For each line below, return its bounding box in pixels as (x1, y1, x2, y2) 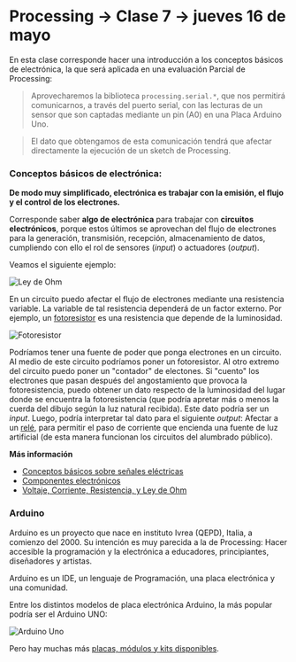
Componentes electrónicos (21, 476, 121, 487)
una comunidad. (9, 582, 68, 593)
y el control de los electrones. (9, 197, 121, 207)
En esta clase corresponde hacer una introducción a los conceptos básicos (9, 54, 284, 65)
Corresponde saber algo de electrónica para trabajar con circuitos (9, 214, 254, 225)
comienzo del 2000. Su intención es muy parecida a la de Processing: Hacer (9, 536, 288, 547)
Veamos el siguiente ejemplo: (9, 260, 117, 270)
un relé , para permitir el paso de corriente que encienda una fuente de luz (9, 423, 278, 433)
